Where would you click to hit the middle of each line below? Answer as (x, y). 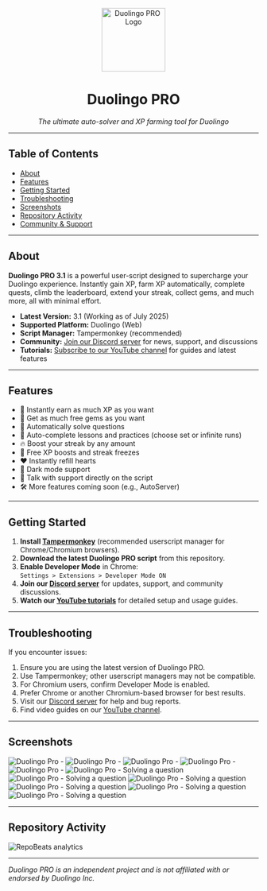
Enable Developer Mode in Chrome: (79, 567)
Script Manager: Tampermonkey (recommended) (101, 333)
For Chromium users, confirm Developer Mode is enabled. (115, 684)
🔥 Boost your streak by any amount (77, 444)
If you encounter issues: (48, 652)
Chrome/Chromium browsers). (70, 550)
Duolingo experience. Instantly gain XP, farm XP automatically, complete (126, 284)
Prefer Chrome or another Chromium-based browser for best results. (133, 693)
